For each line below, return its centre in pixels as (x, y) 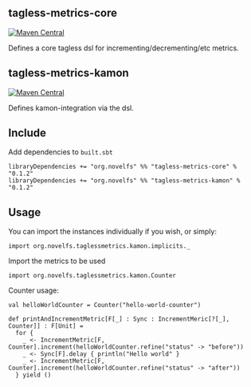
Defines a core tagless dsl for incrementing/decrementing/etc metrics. (124, 48)
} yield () (33, 375)
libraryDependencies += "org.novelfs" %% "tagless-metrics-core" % (123, 167)
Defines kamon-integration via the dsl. (71, 108)
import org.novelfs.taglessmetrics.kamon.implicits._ (100, 246)
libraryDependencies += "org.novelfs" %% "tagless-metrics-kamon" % (124, 181)
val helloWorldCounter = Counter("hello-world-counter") (105, 305)
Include (27, 133)
